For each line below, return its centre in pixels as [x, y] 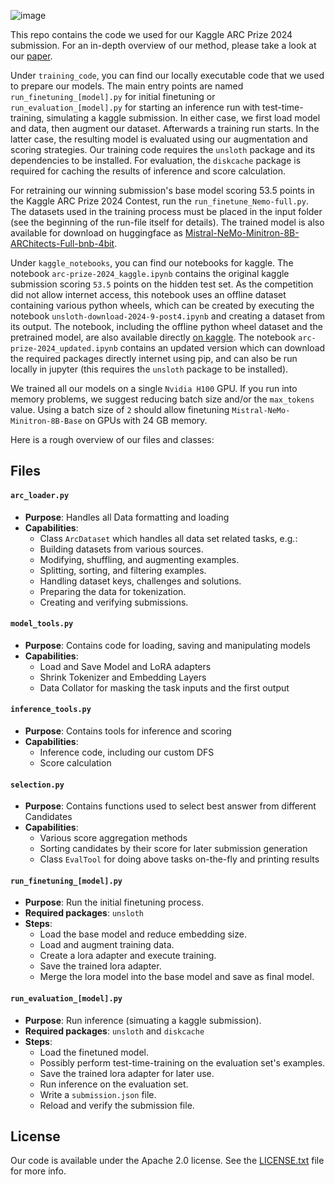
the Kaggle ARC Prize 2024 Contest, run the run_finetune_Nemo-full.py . [159, 201]
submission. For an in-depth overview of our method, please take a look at [163, 45]
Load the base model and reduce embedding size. [143, 934]
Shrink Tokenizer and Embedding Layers [123, 677]
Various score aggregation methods [113, 838]
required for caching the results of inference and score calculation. [148, 171]
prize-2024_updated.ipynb [64, 349]
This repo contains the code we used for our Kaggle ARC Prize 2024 [151, 34]
